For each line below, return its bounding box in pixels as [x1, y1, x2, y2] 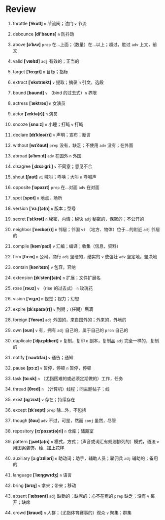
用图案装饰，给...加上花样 [12, 444, 65, 451]
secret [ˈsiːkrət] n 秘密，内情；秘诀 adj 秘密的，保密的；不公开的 [12, 216, 144, 222]
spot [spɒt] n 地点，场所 [12, 194, 62, 201]
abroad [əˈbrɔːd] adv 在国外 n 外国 [12, 152, 82, 159]
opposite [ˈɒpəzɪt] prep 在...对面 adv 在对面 [12, 184, 100, 190]
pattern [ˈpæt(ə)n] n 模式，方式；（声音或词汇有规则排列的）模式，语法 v [12, 438, 159, 444]
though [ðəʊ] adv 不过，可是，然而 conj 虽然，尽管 [12, 417, 116, 424]
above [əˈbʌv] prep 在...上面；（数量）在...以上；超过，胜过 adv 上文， [12, 41, 153, 47]
